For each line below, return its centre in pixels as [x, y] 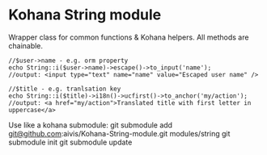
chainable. [25, 45]
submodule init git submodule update [70, 142]
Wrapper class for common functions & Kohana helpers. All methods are [129, 37]
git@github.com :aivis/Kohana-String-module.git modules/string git [119, 133]
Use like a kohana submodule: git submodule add [90, 125]
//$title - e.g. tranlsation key [65, 89]
